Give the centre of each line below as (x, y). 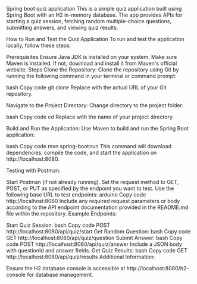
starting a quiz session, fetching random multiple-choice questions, (89, 21)
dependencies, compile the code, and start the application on (82, 152)
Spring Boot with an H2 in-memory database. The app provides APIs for (94, 15)
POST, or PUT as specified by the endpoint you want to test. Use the (90, 188)
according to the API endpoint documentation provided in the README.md (97, 207)
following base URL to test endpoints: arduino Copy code (76, 195)
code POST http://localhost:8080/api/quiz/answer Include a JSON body (94, 244)
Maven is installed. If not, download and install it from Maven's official (92, 63)
